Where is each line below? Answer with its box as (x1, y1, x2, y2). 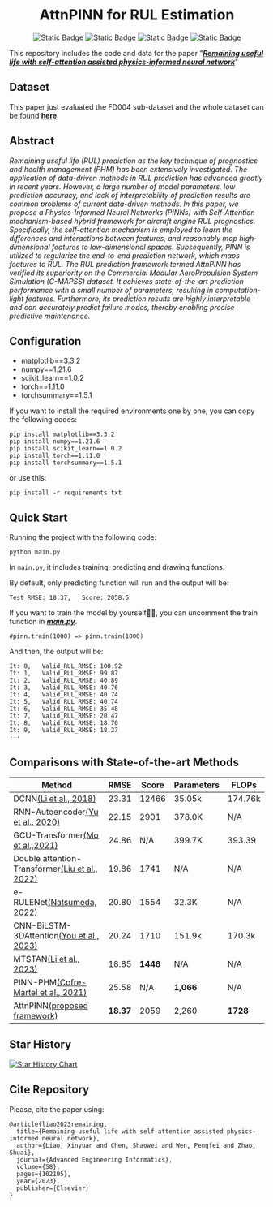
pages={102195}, (16, 1170, 71, 1178)
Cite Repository (9, 1083, 90, 1097)
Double (13, 853, 41, 864)
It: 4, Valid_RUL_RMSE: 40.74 (9, 691, 118, 699)
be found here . (9, 110, 59, 120)
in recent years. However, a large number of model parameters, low (9, 181, 236, 192)
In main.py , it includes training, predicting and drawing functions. (9, 563, 225, 572)
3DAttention (13, 930, 59, 941)
